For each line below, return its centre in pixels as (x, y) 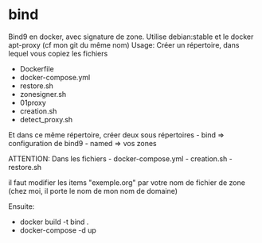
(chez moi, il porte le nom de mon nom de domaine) (93, 191)
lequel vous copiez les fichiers (58, 53)
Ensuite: (22, 206)
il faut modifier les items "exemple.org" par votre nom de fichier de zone (127, 182)
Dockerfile (37, 68)
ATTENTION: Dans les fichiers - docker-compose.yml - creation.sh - (120, 158)
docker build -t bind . (54, 222)
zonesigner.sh (43, 94)
